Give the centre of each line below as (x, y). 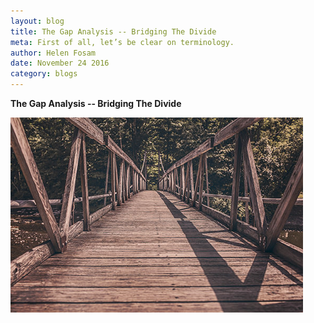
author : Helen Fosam (53, 53)
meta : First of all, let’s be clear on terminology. (122, 42)
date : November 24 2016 (60, 63)
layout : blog (37, 21)
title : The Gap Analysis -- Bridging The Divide (113, 31)
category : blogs (44, 74)
